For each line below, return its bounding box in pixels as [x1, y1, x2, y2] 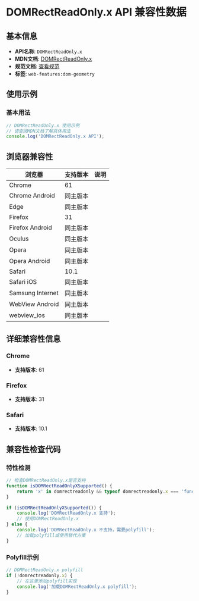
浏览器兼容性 [6, 151, 53, 161]
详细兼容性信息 [6, 334, 61, 344]
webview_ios [9, 311, 46, 320]
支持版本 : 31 [14, 396, 44, 403]
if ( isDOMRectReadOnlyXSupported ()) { [6, 505, 102, 511]
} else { [6, 521, 28, 527]
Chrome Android [9, 192, 55, 200]
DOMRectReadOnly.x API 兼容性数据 [6, 5, 187, 19]
